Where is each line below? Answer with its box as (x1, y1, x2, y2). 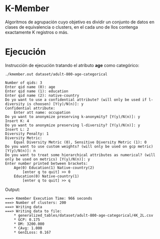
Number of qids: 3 (5, 80, 42, 85)
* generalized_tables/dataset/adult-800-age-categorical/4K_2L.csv (14, 213, 153, 218)
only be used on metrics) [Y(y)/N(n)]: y (5, 156, 90, 162)
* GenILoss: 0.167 (14, 230, 51, 235)
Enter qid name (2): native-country (5, 93, 79, 98)
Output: (5, 187, 20, 192)
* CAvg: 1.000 (14, 225, 42, 231)
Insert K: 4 (5, 119, 29, 123)
